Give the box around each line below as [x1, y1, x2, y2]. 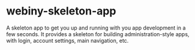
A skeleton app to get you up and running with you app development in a [6, 24, 186, 31]
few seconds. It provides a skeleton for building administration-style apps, [6, 30, 190, 37]
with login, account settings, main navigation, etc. [6, 37, 129, 44]
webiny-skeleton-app [6, 4, 116, 18]
